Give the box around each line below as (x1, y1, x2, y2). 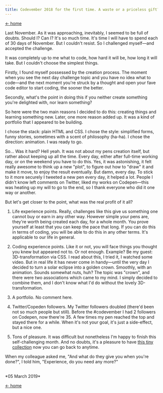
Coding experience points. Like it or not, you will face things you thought (12, 243, 157, 249)
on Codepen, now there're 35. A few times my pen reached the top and (12, 314, 154, 320)
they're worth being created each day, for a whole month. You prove (12, 219, 149, 224)
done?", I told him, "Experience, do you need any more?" (5, 359, 118, 364)
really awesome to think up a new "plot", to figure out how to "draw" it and (5, 164, 154, 170)
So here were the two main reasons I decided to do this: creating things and (5, 109, 157, 115)
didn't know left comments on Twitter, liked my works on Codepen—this (5, 179, 149, 185)
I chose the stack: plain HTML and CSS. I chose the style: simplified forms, (5, 128, 154, 134)
